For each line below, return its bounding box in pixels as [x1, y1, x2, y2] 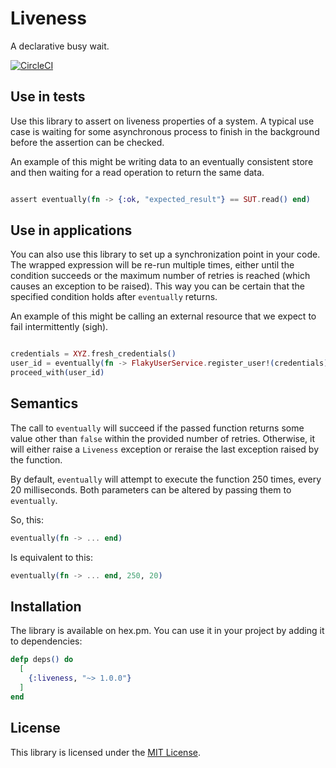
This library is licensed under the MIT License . [10, 746, 201, 758]
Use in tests [10, 88, 86, 106]
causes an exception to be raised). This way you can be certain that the [10, 280, 305, 292]
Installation [10, 598, 82, 616]
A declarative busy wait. [10, 40, 110, 52]
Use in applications [10, 222, 133, 239]
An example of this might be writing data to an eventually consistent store [10, 155, 314, 167]
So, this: [10, 513, 45, 526]
